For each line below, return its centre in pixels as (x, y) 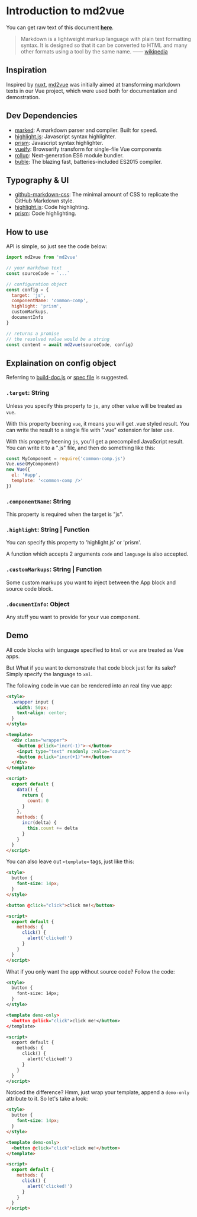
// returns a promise (33, 334)
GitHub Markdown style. (44, 201)
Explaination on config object (61, 363)
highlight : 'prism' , (37, 306)
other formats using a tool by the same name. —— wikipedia (94, 51)
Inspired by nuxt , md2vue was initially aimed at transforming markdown (93, 84)
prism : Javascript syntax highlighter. (59, 142)
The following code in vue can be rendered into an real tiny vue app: (89, 685)
